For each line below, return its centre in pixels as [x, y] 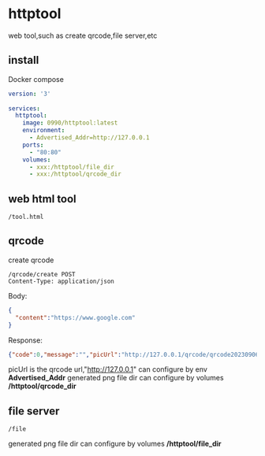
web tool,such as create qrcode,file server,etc [83, 35]
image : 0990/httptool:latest [70, 123]
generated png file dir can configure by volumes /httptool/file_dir [115, 444]
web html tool [42, 199]
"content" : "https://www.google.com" [75, 317]
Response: [26, 340]
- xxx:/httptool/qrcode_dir [75, 174]
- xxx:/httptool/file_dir [71, 167]
